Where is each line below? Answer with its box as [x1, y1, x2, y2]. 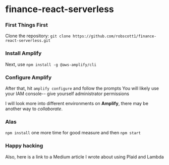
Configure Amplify [5, 74, 52, 81]
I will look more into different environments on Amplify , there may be [5, 101, 149, 107]
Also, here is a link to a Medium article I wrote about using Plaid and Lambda [5, 153, 164, 159]
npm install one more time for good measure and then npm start [5, 130, 141, 136]
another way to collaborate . [5, 106, 63, 112]
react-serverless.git [5, 38, 51, 43]
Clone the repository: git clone [5, 33, 71, 39]
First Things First [5, 22, 48, 29]
